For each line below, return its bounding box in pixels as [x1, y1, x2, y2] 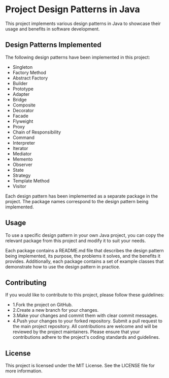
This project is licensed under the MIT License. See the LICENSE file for [5, 363, 155, 369]
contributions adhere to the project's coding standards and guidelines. [12, 334, 160, 340]
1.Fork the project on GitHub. [12, 302, 73, 308]
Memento [12, 156, 33, 162]
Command [12, 134, 35, 141]
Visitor [12, 183, 26, 189]
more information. [5, 368, 43, 374]
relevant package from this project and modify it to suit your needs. [5, 237, 146, 244]
